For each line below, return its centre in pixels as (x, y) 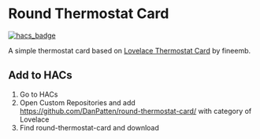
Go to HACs (39, 94)
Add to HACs (40, 75)
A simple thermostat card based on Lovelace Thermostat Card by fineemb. (130, 50)
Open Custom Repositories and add (77, 102)
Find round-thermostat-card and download (89, 127)
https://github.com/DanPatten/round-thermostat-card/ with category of (136, 111)
